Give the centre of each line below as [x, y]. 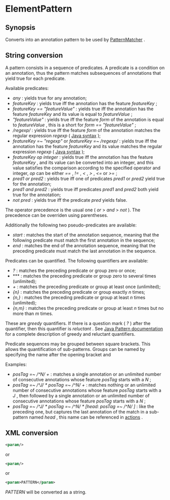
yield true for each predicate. [35, 78]
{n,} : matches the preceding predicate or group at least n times [79, 297]
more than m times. [33, 313]
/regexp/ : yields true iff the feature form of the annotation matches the [87, 130]
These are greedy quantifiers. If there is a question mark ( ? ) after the [78, 323]
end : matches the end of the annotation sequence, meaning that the [84, 245]
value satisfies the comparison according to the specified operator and [87, 168]
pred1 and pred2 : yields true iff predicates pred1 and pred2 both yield [86, 189]
